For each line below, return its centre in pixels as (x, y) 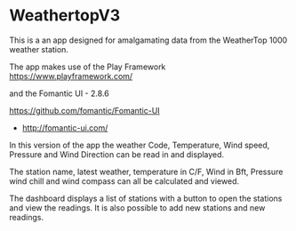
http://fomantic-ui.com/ (65, 127)
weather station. (39, 49)
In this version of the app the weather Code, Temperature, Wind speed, (140, 145)
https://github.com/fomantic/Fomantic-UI (84, 110)
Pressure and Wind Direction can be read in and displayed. (117, 154)
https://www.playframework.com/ (71, 76)
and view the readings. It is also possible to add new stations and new (137, 207)
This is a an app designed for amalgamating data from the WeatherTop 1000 (148, 40)
